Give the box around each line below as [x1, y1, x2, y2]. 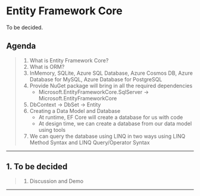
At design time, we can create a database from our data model [38, 120, 192, 127]
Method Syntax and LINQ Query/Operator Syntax [29, 138, 150, 146]
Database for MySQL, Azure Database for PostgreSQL [29, 75, 162, 83]
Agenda [6, 41, 36, 51]
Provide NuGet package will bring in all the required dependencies [29, 82, 193, 89]
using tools [38, 126, 66, 133]
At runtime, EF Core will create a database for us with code [38, 113, 183, 121]
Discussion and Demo [29, 177, 84, 185]
